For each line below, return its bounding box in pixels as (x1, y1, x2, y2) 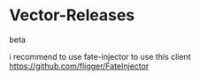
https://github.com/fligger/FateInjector (9, 61, 150, 71)
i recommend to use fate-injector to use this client (9, 51, 191, 62)
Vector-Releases (9, 5, 135, 25)
